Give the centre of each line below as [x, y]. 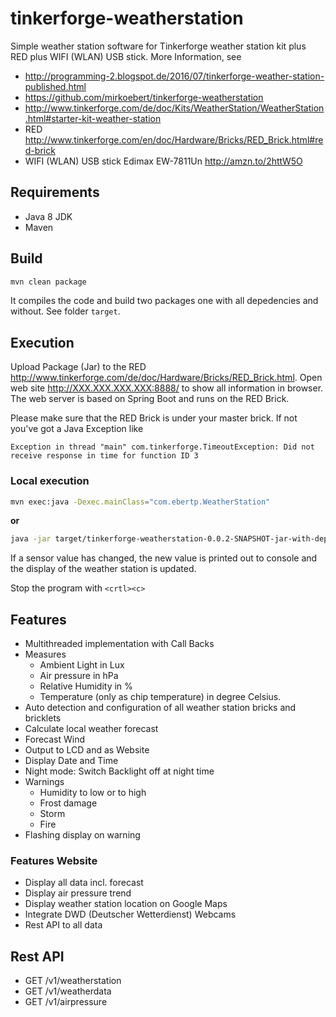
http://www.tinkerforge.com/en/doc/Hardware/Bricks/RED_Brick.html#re [174, 139]
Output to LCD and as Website [87, 750]
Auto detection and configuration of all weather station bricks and [160, 708]
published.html [55, 86]
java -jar [31, 539]
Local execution [50, 481]
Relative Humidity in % [86, 686]
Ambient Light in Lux [82, 665]
